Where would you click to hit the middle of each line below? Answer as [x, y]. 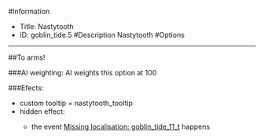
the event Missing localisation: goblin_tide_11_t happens [121, 126]
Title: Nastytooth [47, 26]
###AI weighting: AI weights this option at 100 [82, 73]
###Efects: [26, 88]
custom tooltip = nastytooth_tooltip [76, 103]
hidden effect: [42, 112]
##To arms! [27, 57]
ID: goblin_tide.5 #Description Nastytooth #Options [102, 35]
